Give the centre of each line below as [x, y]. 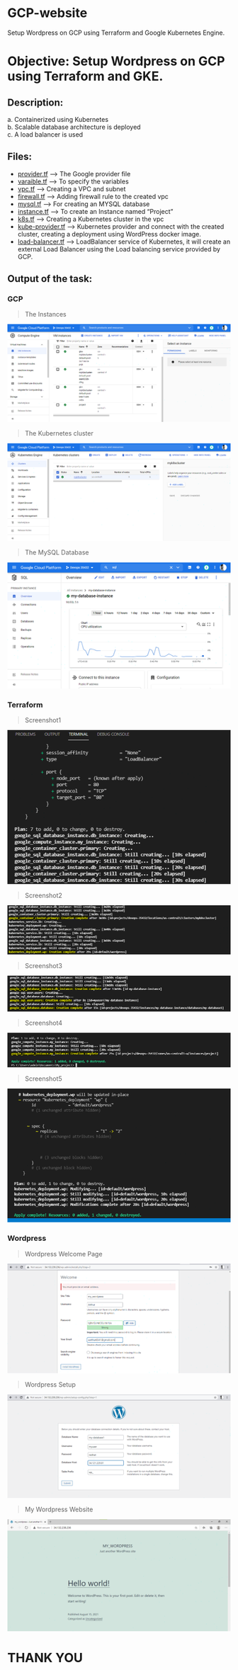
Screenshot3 [43, 966]
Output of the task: [50, 279]
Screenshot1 [43, 720]
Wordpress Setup [50, 1385]
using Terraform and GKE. [85, 76]
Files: [19, 157]
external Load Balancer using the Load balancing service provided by [119, 249]
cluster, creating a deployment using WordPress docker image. [109, 234]
